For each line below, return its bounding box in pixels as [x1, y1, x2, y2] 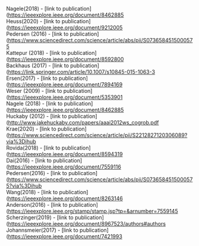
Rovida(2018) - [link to [6, 144, 61, 151]
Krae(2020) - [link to [6, 125, 56, 132]
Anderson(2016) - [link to [6, 201, 68, 208]
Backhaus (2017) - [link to [6, 62, 70, 69]
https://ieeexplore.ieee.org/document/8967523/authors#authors [8, 220, 166, 227]
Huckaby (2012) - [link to [6, 113, 67, 120]
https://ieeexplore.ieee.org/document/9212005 [8, 24, 123, 31]
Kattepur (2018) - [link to [6, 49, 67, 56]
